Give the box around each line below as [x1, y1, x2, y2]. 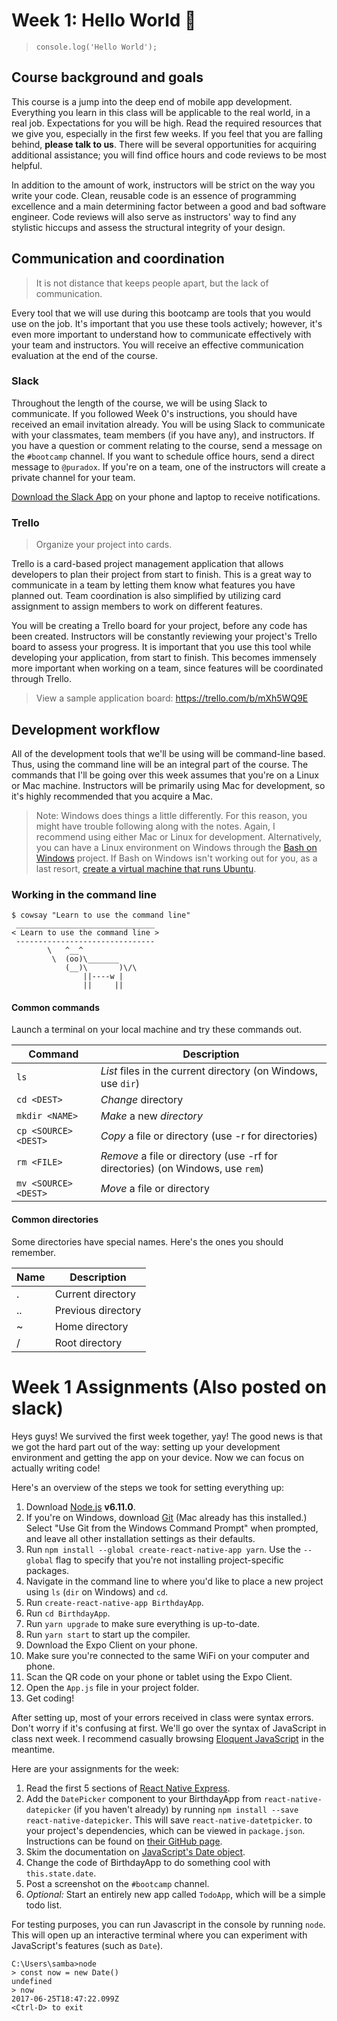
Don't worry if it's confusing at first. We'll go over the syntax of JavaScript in [11, 1722, 327, 1734]
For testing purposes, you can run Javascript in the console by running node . [11, 1918, 326, 1930]
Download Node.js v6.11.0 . [25, 1500, 136, 1513]
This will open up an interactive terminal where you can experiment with [11, 1929, 308, 1941]
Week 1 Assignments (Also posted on [11, 1375, 327, 1398]
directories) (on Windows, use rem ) [100, 1162, 264, 1176]
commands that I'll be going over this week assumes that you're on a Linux [11, 769, 319, 781]
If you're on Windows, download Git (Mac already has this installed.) [25, 1511, 308, 1523]
